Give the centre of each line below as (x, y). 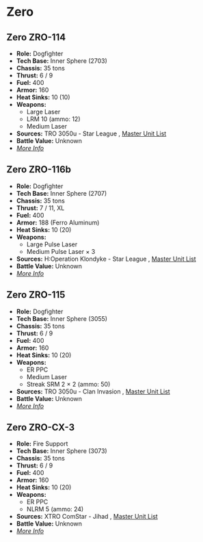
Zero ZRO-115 (36, 295)
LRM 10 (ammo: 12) (53, 119)
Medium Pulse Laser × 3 (61, 251)
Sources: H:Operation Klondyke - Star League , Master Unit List (106, 259)
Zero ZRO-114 (36, 37)
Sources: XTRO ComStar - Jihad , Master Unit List (87, 517)
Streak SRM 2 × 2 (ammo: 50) (68, 384)
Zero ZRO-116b (39, 169)
